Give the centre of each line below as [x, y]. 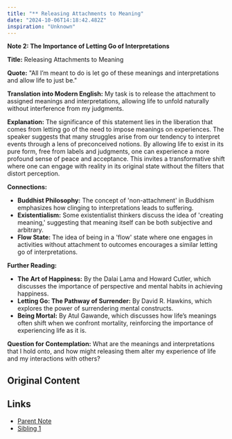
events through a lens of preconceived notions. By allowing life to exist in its [115, 144]
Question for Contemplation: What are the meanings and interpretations [111, 344]
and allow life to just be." [42, 80]
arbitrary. [30, 230]
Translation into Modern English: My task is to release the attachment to [111, 94]
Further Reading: [32, 266]
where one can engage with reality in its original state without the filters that [116, 166]
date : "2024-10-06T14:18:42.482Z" [57, 20]
